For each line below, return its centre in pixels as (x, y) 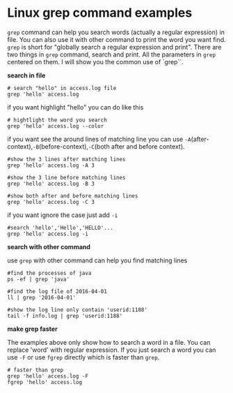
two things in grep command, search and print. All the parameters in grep (112, 54)
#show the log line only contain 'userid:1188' (78, 310)
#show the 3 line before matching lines (67, 177)
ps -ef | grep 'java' (39, 279)
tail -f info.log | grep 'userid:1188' (65, 316)
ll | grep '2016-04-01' (42, 297)
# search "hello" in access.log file (62, 88)
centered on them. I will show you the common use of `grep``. (95, 61)
